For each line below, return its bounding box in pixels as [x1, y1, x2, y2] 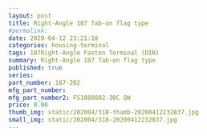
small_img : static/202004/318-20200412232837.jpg [8, 116, 178, 124]
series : [8, 71, 34, 79]
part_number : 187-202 [8, 78, 81, 86]
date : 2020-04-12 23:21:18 [8, 34, 99, 42]
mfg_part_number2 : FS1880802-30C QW [8, 94, 131, 102]
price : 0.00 [8, 101, 48, 109]
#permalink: [8, 26, 48, 34]
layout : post [8, 11, 52, 20]
